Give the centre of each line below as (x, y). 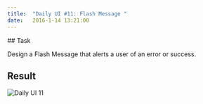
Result (22, 76)
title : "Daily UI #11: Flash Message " (67, 14)
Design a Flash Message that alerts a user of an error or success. (102, 54)
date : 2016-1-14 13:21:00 (48, 20)
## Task (19, 40)
